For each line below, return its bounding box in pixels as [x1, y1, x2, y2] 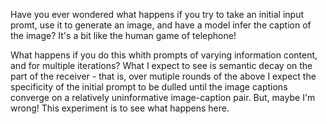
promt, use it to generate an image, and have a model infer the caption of [10, 19, 312, 31]
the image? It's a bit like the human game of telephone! [10, 30, 237, 41]
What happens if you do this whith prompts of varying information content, [10, 49, 318, 61]
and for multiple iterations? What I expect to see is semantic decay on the [10, 60, 313, 71]
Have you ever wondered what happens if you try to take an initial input [10, 9, 305, 20]
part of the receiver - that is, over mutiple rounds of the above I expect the [10, 70, 317, 82]
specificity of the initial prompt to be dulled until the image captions [10, 81, 288, 93]
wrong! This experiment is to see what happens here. [10, 102, 230, 114]
